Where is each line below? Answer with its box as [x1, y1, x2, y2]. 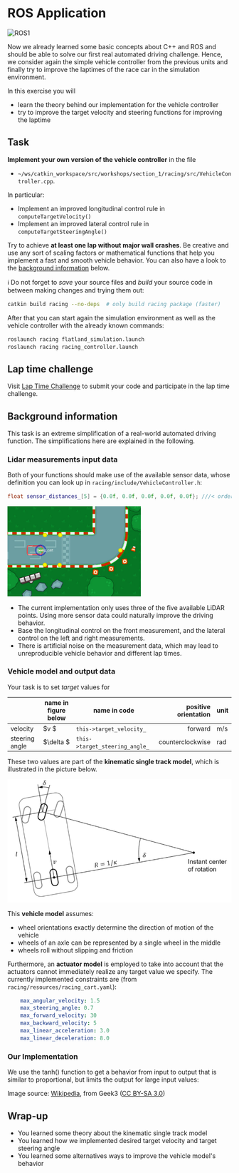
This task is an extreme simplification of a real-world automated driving [7, 430, 216, 437]
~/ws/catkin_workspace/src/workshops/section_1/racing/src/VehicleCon [17, 170, 232, 178]
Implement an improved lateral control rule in [17, 219, 149, 228]
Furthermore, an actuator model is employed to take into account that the [7, 960, 224, 968]
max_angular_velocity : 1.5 [20, 997, 100, 1004]
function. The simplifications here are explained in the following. [7, 437, 196, 445]
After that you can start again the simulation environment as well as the [7, 313, 216, 322]
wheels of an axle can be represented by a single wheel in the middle [17, 938, 221, 947]
